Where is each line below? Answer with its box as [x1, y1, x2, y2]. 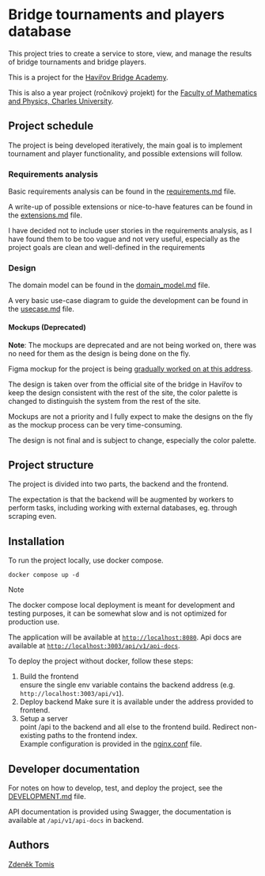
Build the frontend [19, 672, 79, 682]
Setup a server [19, 714, 69, 724]
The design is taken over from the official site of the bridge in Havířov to [8, 379, 243, 389]
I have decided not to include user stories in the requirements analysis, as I [8, 226, 252, 236]
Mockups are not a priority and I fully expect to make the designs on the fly [8, 411, 253, 421]
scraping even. [8, 512, 57, 521]
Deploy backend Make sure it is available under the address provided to [19, 697, 254, 707]
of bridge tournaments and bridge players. [8, 57, 146, 67]
